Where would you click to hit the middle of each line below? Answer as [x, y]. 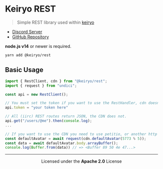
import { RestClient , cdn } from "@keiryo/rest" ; [56, 81]
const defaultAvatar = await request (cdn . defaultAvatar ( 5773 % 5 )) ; [76, 138]
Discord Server [27, 31]
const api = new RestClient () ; [37, 94]
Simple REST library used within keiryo [56, 22]
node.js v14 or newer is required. [38, 46]
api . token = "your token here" [37, 108]
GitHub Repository [31, 37]
